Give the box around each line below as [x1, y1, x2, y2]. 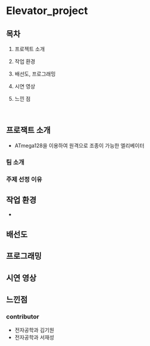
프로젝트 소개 [14, 46, 45, 52]
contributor [6, 312, 40, 320]
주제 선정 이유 [6, 175, 43, 183]
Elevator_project [6, 4, 88, 18]
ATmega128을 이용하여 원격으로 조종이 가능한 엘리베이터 [14, 142, 145, 149]
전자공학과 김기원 [14, 327, 54, 334]
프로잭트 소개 [6, 125, 51, 135]
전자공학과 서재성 [14, 334, 54, 341]
